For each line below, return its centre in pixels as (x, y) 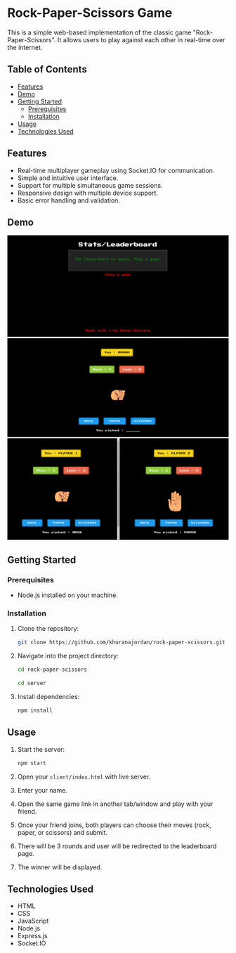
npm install (35, 711)
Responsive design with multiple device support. (88, 193)
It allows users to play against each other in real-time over (141, 39)
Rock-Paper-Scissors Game (90, 13)
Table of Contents (47, 69)
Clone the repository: (48, 629)
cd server (32, 684)
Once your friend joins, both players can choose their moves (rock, (114, 825)
